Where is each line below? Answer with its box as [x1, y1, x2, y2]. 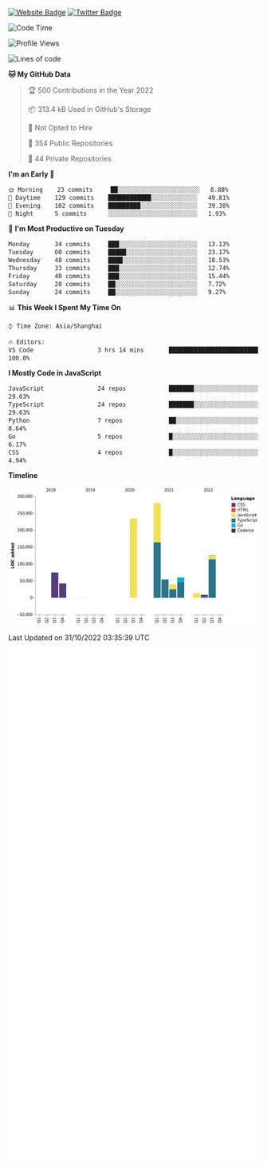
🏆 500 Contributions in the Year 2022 [27, 86, 154, 95]
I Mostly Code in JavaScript [8, 368, 102, 377]
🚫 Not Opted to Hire [27, 123, 93, 132]
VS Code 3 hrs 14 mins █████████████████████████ [8, 346, 259, 354]
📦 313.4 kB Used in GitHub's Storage [27, 105, 151, 113]
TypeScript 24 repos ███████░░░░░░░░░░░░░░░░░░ [8, 400, 259, 408]
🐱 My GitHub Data [8, 70, 72, 79]
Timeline [8, 471, 38, 480]
